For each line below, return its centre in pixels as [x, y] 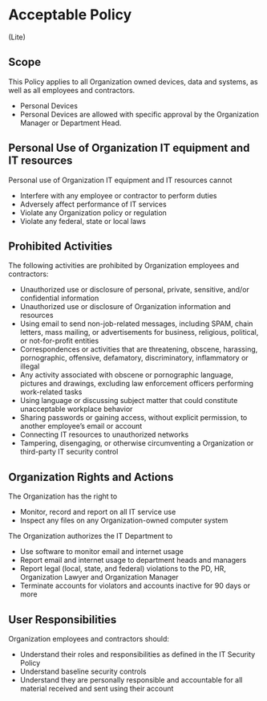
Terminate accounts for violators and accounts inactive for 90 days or [135, 586]
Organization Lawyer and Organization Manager [99, 577]
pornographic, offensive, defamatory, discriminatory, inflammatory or [134, 358]
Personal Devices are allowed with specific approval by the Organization [139, 114]
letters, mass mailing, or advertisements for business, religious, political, [139, 332]
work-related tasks [51, 392]
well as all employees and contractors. [72, 90]
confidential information [59, 298]
